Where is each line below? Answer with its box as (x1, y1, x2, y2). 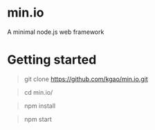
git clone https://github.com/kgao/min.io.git (24, 75, 148, 83)
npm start (24, 115, 52, 123)
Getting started (7, 52, 97, 68)
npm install (24, 102, 56, 110)
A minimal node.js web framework (7, 28, 104, 36)
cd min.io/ (24, 88, 53, 96)
